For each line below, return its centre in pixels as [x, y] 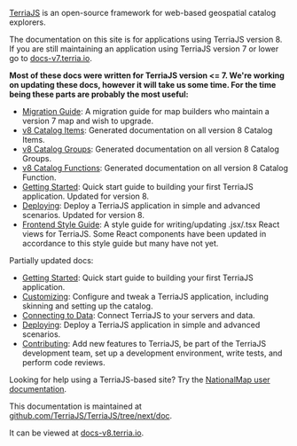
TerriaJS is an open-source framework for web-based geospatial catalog [143, 13]
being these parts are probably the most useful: [99, 94]
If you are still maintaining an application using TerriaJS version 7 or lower [144, 49]
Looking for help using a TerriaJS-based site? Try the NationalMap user [140, 379]
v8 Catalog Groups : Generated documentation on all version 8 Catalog [150, 149]
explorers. [27, 22]
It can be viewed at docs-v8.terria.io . [77, 433]
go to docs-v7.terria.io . [51, 58]
